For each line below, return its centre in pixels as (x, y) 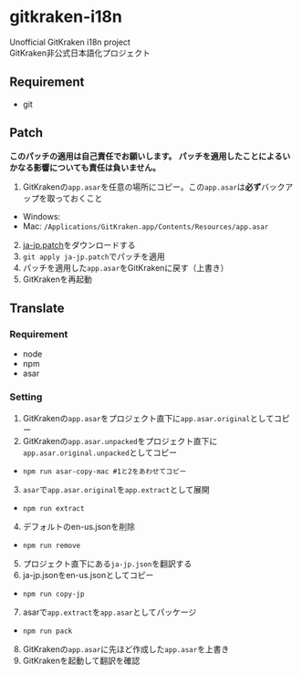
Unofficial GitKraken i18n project (70, 42)
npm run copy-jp (53, 594)
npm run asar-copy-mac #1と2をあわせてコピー (104, 472)
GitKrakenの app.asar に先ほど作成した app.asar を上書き (126, 648)
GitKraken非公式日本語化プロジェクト (80, 53)
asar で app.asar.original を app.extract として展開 (116, 489)
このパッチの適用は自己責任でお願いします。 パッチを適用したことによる (146, 156)
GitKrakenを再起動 (57, 279)
